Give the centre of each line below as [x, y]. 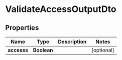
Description [72, 42]
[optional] [103, 50]
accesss [18, 50]
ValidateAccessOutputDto [61, 9]
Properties [22, 28]
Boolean [43, 50]
